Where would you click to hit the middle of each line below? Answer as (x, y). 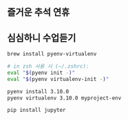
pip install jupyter (37, 110)
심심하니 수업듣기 (42, 37)
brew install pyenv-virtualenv (52, 54)
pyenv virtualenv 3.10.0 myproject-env (64, 98)
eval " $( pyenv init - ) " (41, 73)
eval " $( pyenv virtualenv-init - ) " (58, 79)
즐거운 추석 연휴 (39, 12)
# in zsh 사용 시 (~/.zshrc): (48, 67)
